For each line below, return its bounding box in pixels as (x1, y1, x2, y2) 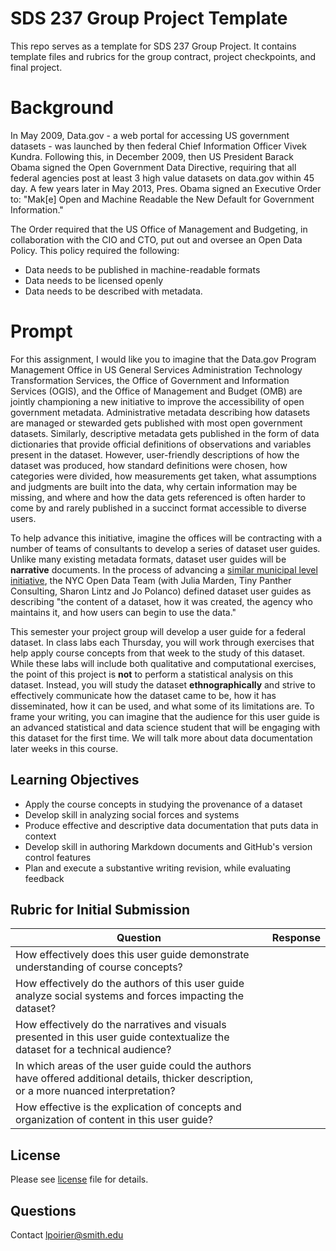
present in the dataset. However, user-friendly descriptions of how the (10, 448, 300, 461)
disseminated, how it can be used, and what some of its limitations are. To (10, 700, 315, 712)
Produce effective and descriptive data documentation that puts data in (24, 819, 319, 831)
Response (271, 931, 321, 945)
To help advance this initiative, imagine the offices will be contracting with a (10, 532, 323, 544)
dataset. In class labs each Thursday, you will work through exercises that (10, 636, 315, 648)
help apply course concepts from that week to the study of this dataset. (10, 647, 306, 659)
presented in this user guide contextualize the (15, 1030, 230, 1044)
